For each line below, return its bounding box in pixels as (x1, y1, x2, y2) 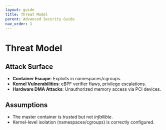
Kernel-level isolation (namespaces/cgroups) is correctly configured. (12, 119, 154, 125)
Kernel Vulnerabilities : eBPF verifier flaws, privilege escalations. (12, 81, 146, 87)
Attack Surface (5, 62, 53, 71)
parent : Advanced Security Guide (5, 16, 75, 21)
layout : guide (5, 7, 35, 12)
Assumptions (5, 101, 48, 109)
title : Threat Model (5, 12, 48, 17)
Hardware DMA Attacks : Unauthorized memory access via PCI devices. (12, 86, 161, 92)
